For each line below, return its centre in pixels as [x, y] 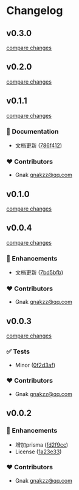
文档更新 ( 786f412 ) [39, 145]
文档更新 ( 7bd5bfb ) [39, 273]
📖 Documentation [33, 131]
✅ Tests [18, 351]
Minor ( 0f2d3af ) [35, 365]
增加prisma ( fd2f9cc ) [42, 445]
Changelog [35, 11]
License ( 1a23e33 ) [38, 452]
